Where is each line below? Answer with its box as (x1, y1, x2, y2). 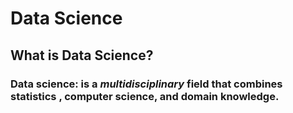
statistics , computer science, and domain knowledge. (10, 89, 280, 103)
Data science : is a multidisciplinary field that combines (10, 77, 283, 91)
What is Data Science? (10, 47, 154, 64)
